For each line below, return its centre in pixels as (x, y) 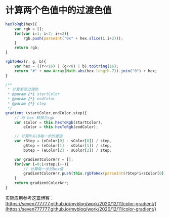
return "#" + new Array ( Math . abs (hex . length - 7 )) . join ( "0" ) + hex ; (86, 71)
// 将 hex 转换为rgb (34, 118)
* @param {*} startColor (33, 94)
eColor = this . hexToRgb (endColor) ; (61, 127)
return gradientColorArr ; (42, 183)
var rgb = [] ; (29, 29)
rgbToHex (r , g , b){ (26, 62)
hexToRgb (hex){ (21, 24)
